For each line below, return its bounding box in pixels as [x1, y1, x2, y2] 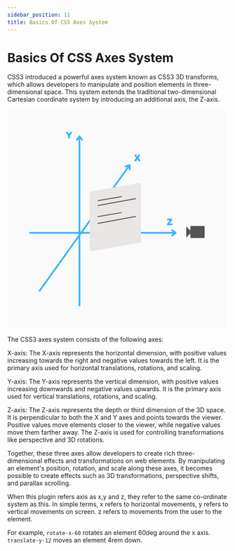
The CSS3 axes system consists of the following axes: [7, 335, 163, 343]
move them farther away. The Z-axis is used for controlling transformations [7, 428, 224, 437]
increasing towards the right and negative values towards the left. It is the [7, 356, 220, 365]
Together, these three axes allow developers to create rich [7, 449, 175, 458]
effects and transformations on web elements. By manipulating [43, 456, 225, 465]
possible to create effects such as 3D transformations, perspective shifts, [7, 472, 220, 480]
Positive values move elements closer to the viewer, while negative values [7, 421, 221, 429]
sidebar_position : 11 [7, 11, 71, 18]
